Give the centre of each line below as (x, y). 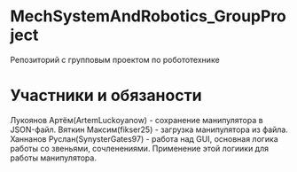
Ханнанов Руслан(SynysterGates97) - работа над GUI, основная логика (144, 138)
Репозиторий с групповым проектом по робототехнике (115, 59)
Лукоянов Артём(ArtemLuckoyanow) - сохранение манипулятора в (137, 120)
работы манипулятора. (53, 158)
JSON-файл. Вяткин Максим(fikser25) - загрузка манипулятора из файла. (149, 129)
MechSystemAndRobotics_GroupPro (148, 16)
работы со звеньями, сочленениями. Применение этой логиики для (140, 148)
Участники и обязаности (106, 96)
